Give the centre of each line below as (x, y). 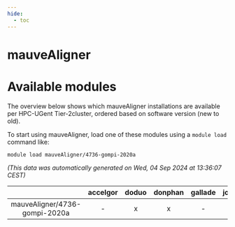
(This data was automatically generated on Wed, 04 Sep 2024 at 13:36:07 (114, 168)
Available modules (62, 86)
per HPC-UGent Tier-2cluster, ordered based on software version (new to (113, 113)
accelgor (103, 192)
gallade (203, 192)
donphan (169, 192)
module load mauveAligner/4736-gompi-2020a (72, 154)
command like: (28, 142)
